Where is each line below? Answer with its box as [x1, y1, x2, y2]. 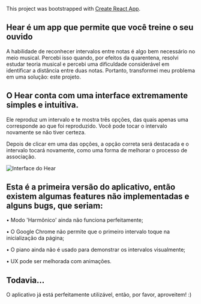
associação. [6, 153, 36, 160]
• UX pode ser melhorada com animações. [6, 258, 112, 265]
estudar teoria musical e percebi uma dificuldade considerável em [6, 60, 170, 68]
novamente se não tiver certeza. [6, 128, 86, 136]
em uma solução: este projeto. [6, 73, 82, 80]
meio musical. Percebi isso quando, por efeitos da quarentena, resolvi [6, 54, 179, 61]
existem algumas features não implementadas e [6, 191, 190, 201]
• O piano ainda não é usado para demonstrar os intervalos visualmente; [6, 246, 186, 254]
